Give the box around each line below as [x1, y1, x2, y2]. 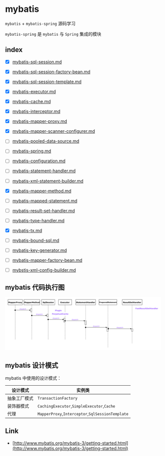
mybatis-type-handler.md [12, 217, 65, 223]
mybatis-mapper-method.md [12, 188, 72, 194]
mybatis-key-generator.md [12, 247, 67, 253]
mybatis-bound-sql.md [12, 237, 59, 243]
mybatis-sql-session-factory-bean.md [12, 68, 90, 75]
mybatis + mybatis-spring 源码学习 [5, 20, 76, 26]
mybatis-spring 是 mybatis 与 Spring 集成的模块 [5, 31, 101, 37]
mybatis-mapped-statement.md [12, 198, 78, 203]
